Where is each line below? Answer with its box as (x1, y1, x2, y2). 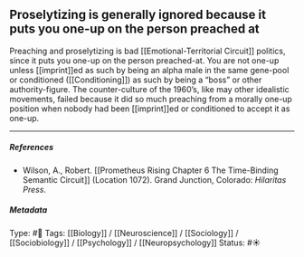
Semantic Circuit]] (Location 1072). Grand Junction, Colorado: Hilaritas (22, 174, 287, 185)
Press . (22, 184, 47, 195)
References (9, 142, 54, 153)
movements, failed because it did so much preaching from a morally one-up (9, 93, 292, 104)
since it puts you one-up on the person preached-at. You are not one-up (9, 54, 280, 66)
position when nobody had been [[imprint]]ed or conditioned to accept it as (9, 103, 290, 114)
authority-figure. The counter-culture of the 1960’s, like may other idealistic (9, 83, 290, 94)
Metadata (9, 205, 48, 215)
